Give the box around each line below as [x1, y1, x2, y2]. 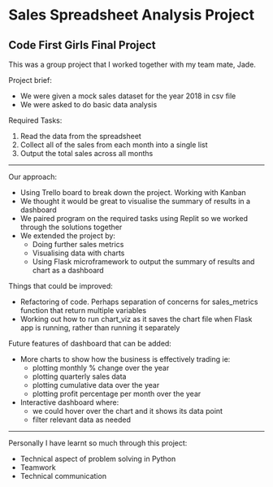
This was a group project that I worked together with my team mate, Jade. [8, 59, 256, 69]
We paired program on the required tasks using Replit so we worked [19, 214, 249, 223]
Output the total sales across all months [19, 149, 154, 158]
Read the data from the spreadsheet [19, 132, 142, 141]
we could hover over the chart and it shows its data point [32, 407, 223, 415]
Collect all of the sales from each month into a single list [19, 140, 209, 150]
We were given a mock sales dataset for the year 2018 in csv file [19, 91, 236, 101]
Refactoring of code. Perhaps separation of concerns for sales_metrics [19, 297, 258, 307]
